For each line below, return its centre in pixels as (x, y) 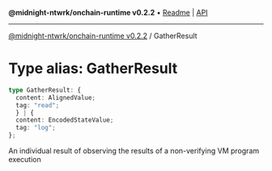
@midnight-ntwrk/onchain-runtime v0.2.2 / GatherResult (103, 36)
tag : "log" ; (36, 128)
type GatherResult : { (45, 90)
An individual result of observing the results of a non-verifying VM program (134, 151)
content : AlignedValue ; (55, 97)
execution (25, 160)
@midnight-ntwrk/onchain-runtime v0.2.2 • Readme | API (108, 13)
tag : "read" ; (38, 105)
